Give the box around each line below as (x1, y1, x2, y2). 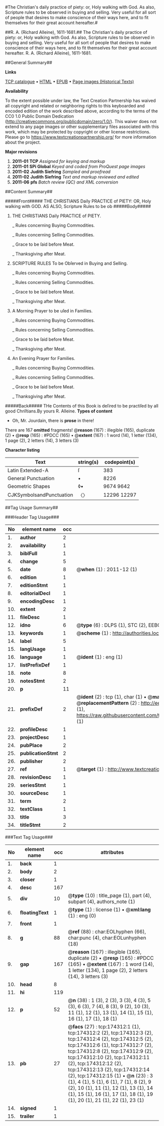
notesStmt (20, 678, 45, 684)
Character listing (5, 447, 40, 453)
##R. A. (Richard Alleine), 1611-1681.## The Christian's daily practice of (5, 29, 147, 35)
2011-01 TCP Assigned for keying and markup (12, 158, 105, 164)
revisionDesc (20, 774, 51, 780)
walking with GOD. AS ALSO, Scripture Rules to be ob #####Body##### (5, 204, 151, 209)
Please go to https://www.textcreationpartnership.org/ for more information (5, 134, 157, 140)
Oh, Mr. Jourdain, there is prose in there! (12, 418, 94, 423)
